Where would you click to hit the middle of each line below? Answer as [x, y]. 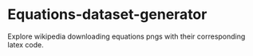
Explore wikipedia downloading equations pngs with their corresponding [126, 36]
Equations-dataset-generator [107, 15]
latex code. [26, 44]
